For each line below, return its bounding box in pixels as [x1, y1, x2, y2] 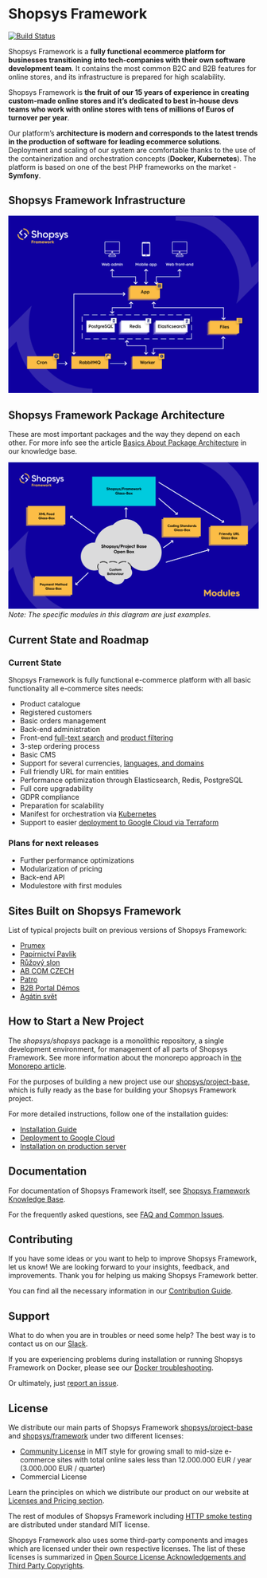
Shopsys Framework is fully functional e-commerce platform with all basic [8, 675, 252, 684]
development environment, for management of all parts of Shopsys [8, 1044, 228, 1053]
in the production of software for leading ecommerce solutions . [8, 136, 222, 146]
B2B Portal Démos [19, 983, 80, 993]
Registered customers [19, 707, 93, 717]
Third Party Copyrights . [8, 1560, 85, 1571]
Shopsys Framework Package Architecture [8, 408, 225, 422]
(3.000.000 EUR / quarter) [19, 1464, 106, 1474]
